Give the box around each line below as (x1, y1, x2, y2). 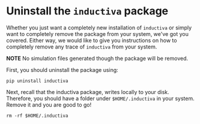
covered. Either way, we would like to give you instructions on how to (6, 37, 177, 44)
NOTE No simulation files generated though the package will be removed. (6, 55, 188, 62)
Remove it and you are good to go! (6, 101, 92, 108)
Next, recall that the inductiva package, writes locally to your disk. (6, 88, 169, 95)
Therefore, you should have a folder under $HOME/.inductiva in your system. (6, 95, 195, 102)
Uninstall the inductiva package (6, 4, 169, 18)
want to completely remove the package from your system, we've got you (6, 30, 189, 37)
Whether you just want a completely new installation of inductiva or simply (6, 24, 192, 31)
